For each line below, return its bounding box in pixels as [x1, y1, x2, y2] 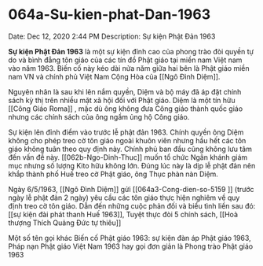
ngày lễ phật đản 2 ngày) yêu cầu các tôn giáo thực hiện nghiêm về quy [8, 193, 240, 202]
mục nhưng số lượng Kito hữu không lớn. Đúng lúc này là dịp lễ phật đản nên [8, 161, 256, 170]
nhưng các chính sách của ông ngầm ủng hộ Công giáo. [8, 112, 190, 121]
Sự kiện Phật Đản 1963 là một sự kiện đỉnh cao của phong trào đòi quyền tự [8, 46, 254, 56]
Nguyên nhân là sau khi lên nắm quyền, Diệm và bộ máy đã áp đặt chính [8, 87, 242, 96]
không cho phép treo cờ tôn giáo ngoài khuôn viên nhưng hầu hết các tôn [8, 135, 247, 145]
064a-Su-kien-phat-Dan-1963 [8, 6, 210, 24]
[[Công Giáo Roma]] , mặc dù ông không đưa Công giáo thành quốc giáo [8, 104, 243, 113]
